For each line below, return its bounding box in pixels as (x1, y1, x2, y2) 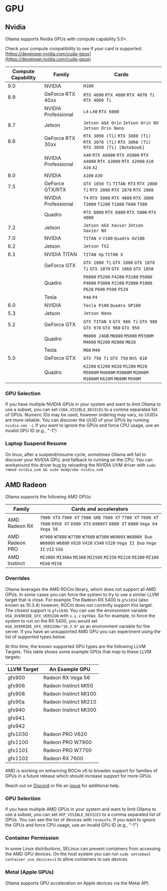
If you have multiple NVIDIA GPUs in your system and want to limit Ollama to (5, 401, 161, 407)
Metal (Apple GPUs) (5, 869, 54, 876)
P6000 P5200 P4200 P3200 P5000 (83, 274, 153, 280)
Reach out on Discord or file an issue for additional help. (5, 782, 120, 788)
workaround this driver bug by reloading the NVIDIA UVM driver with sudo (5, 462, 156, 468)
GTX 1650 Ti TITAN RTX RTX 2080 (83, 181, 158, 186)
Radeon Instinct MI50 (43, 682, 93, 689)
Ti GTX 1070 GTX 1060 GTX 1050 (83, 266, 154, 271)
